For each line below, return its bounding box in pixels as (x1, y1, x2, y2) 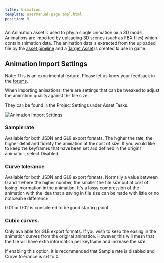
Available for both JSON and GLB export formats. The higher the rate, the (5, 135, 153, 141)
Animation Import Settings (5, 59, 88, 68)
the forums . (5, 78, 28, 84)
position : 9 (5, 16, 29, 21)
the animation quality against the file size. (5, 93, 89, 99)
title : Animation (5, 7, 41, 12)
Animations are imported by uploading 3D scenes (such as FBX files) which (5, 35, 158, 41)
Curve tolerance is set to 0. (5, 254, 60, 260)
